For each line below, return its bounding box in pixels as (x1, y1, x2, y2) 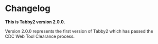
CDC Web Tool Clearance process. (5, 33, 75, 39)
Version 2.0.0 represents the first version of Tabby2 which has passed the (5, 28, 154, 34)
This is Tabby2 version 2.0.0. (5, 19, 65, 25)
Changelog (5, 3, 51, 14)
